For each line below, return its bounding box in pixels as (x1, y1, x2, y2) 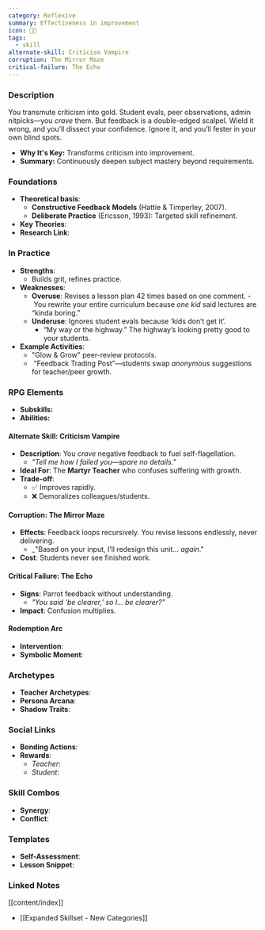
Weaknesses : (19, 282, 66, 292)
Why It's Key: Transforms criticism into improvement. (19, 148, 195, 158)
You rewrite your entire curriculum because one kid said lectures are (33, 299, 257, 309)
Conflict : (19, 813, 50, 823)
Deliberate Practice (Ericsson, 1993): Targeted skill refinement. (31, 211, 238, 220)
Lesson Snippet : (19, 859, 75, 869)
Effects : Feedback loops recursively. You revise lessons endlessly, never (19, 528, 258, 538)
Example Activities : (19, 342, 85, 351)
